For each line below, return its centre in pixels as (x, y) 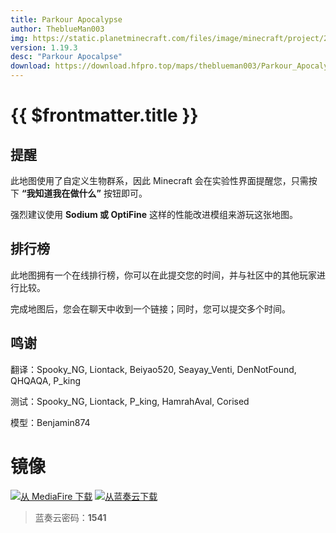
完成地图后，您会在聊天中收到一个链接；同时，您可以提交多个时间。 (150, 308)
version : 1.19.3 (44, 47)
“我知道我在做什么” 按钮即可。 (84, 193)
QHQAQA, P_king (46, 380)
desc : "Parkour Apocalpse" (66, 57)
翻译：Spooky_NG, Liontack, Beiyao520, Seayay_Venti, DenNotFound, (153, 369)
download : (31, 66)
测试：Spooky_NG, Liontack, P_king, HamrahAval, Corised (130, 401)
